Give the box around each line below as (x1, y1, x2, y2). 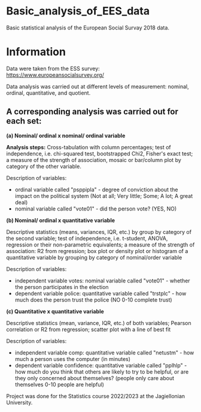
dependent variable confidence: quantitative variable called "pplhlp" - (14, 362, 187, 369)
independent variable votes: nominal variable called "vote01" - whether (14, 277, 190, 284)
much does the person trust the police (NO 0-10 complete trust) (14, 296, 172, 303)
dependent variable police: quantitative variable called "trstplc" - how (14, 290, 187, 297)
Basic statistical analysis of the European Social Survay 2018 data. (6, 24, 169, 31)
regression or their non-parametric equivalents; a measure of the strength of (6, 241, 195, 248)
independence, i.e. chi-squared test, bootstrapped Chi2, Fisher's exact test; (6, 150, 193, 157)
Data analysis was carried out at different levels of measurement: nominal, (6, 83, 190, 90)
